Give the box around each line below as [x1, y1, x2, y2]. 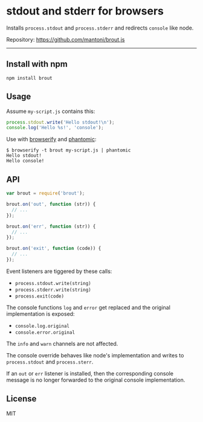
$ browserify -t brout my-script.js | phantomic [6, 147, 131, 153]
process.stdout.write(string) [14, 280, 92, 286]
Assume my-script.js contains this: [6, 107, 95, 115]
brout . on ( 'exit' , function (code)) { [6, 246, 101, 252]
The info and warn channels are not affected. [6, 340, 118, 347]
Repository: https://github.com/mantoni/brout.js [6, 36, 125, 43]
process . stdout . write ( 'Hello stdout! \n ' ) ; [6, 119, 115, 125]
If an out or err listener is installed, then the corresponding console [6, 369, 174, 377]
